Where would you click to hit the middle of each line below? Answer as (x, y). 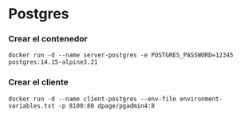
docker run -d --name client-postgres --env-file (93, 99)
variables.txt (32, 106)
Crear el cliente (39, 82)
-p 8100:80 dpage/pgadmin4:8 (107, 106)
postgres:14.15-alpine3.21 (53, 62)
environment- (201, 99)
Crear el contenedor (48, 39)
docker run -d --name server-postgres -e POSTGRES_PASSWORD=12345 (121, 55)
